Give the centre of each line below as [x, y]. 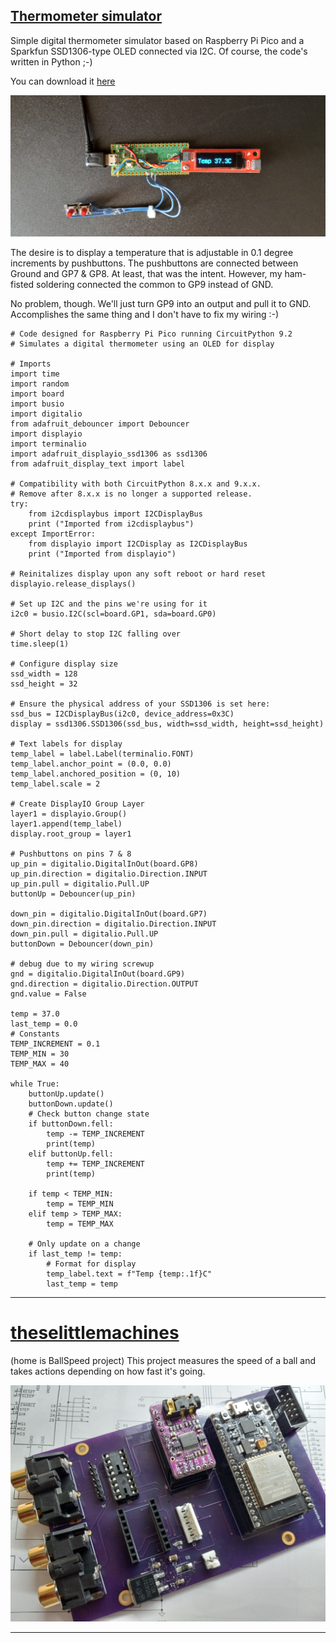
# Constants [35, 1034]
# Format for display [91, 1264]
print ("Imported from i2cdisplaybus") [111, 524]
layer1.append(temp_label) [66, 824]
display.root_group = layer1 [71, 834]
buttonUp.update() [66, 1094]
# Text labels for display [66, 744]
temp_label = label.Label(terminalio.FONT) [102, 754]
